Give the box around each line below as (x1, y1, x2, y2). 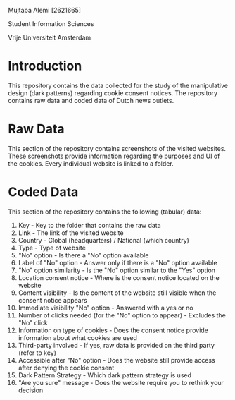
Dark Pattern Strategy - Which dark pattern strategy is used (18, 370, 192, 380)
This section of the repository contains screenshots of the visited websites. (8, 144, 227, 152)
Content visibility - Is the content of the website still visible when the (18, 289, 217, 297)
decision (18, 386, 44, 394)
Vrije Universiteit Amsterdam (8, 33, 91, 42)
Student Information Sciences (8, 20, 94, 28)
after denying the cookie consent (18, 363, 115, 372)
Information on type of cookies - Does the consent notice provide (18, 326, 208, 334)
